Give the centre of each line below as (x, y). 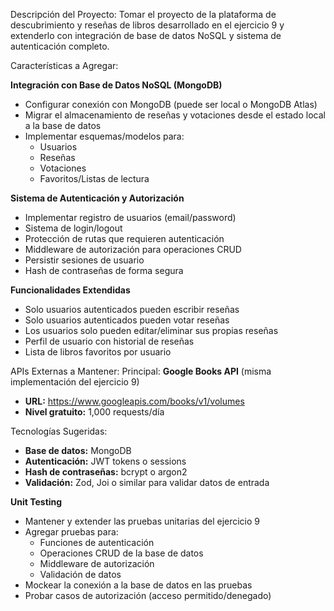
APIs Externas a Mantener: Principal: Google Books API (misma (141, 371)
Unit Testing (36, 502)
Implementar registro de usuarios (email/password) (130, 217)
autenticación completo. (60, 46)
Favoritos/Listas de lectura (94, 178)
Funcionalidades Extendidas (70, 290)
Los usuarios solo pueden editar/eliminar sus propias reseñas (151, 330)
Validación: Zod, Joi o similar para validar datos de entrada (147, 482)
